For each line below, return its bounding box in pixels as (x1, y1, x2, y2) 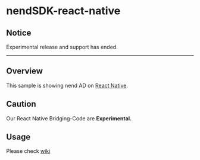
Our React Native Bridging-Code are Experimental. (6, 114, 132, 122)
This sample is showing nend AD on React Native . (6, 82, 128, 89)
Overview (6, 66, 43, 76)
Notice (6, 28, 32, 38)
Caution (6, 99, 37, 109)
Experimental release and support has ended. (6, 43, 118, 50)
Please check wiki (6, 148, 51, 155)
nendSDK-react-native (6, 4, 121, 18)
